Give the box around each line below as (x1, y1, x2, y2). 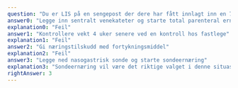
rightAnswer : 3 (7, 70, 52, 77)
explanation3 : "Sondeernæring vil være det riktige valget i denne (7, 63, 211, 70)
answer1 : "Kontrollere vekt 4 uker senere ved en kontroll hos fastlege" (7, 30, 230, 38)
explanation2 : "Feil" (7, 50, 72, 57)
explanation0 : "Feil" (7, 23, 72, 31)
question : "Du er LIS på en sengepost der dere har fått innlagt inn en (7, 10, 227, 18)
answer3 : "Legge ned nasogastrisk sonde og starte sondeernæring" (7, 57, 208, 64)
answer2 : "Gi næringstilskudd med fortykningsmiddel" (7, 43, 170, 50)
